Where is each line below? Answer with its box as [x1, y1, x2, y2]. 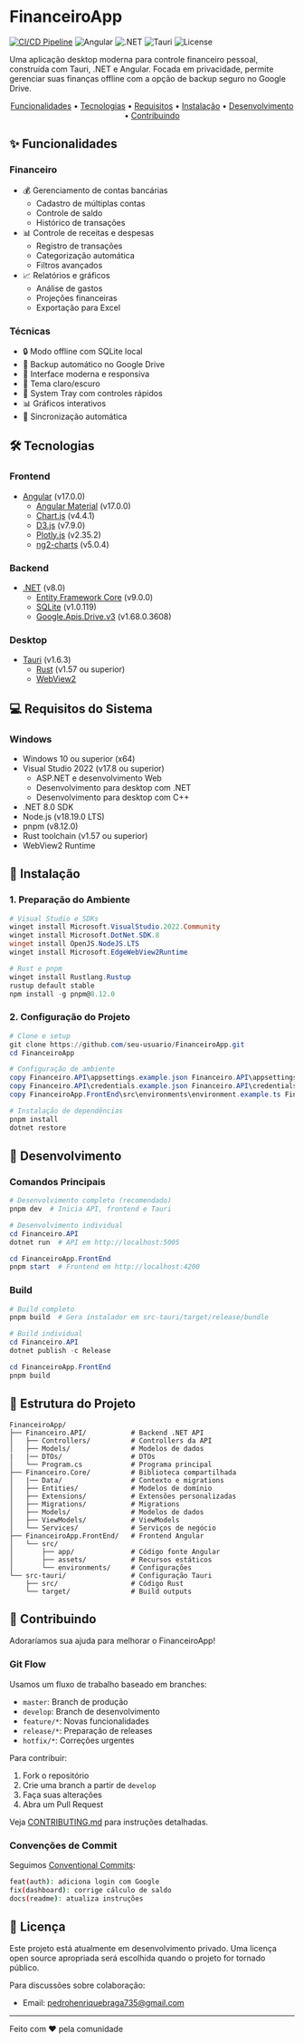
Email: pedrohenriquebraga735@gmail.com [22, 1998, 185, 2009]
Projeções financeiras [35, 292, 118, 303]
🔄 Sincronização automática [22, 411, 128, 422]
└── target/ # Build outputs [25, 1587, 193, 1596]
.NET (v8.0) [22, 582, 66, 593]
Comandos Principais [9, 1175, 106, 1188]
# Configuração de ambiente [9, 1065, 116, 1074]
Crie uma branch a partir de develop [22, 1779, 157, 1790]
